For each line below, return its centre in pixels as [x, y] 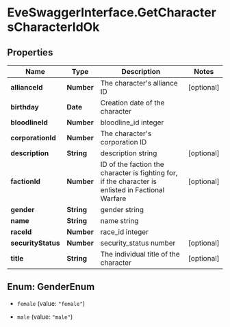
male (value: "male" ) [45, 317]
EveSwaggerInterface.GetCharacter [112, 13]
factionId [26, 181]
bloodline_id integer [132, 122]
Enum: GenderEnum [51, 287]
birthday [25, 107]
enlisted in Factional [132, 190]
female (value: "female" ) [51, 303]
